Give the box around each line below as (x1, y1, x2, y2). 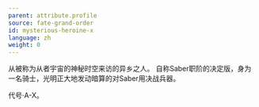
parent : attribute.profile (8, 11, 97, 20)
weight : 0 (8, 41, 41, 49)
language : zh (8, 33, 51, 42)
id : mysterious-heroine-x (8, 26, 93, 34)
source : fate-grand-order (8, 19, 93, 27)
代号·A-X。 (8, 90, 44, 100)
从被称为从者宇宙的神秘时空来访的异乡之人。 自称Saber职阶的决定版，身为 (8, 64, 252, 74)
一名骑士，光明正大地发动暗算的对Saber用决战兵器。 (8, 74, 181, 83)
